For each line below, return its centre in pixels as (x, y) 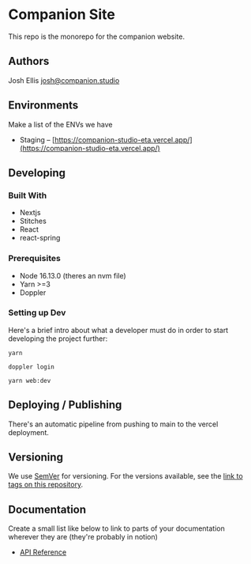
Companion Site (62, 15)
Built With (28, 195)
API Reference (43, 552)
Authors (29, 61)
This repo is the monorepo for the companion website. (97, 36)
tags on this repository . (46, 485)
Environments (43, 106)
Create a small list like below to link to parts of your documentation (116, 528)
